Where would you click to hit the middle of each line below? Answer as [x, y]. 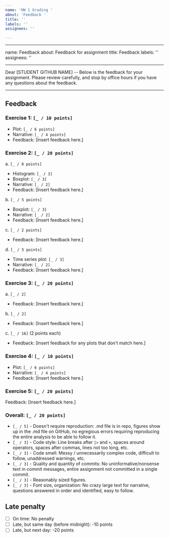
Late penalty [25, 506]
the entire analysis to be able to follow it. [54, 437]
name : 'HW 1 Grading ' [29, 10]
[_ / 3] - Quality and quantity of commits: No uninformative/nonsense [86, 464]
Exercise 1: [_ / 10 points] [39, 118]
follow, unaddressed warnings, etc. [49, 459]
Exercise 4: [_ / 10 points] [39, 356]
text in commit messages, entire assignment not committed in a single [85, 469]
